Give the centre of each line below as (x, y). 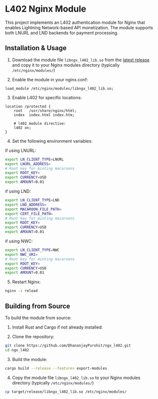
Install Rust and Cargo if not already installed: (57, 327)
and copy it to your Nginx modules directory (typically (66, 65)
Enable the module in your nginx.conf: (50, 79)
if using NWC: (19, 241)
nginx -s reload (21, 291)
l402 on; (23, 127)
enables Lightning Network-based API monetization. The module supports (79, 27)
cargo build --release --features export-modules (56, 368)
